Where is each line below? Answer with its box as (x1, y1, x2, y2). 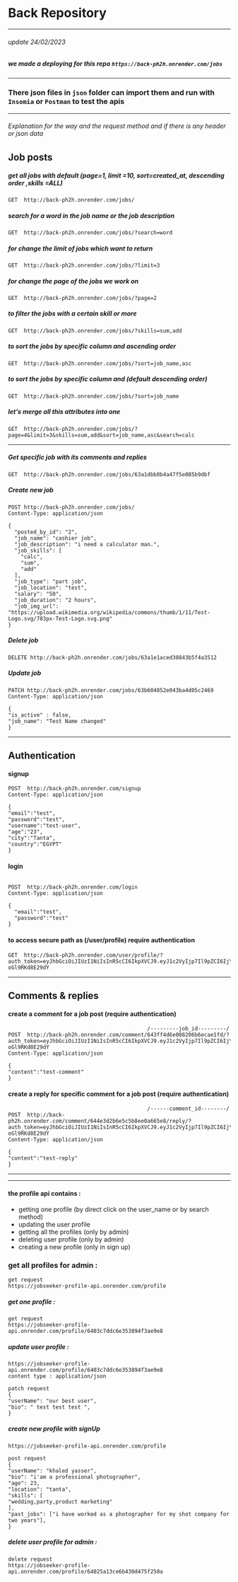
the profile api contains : (8, 1189, 81, 1198)
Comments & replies (8, 990, 100, 1002)
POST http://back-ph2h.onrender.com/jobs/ (8, 504, 135, 511)
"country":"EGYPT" (8, 841, 62, 848)
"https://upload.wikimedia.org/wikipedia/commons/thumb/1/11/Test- (8, 608, 211, 616)
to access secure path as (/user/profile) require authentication (8, 936, 196, 945)
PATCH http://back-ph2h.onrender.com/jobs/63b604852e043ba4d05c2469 (8, 686, 214, 694)
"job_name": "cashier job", (14, 534, 97, 542)
